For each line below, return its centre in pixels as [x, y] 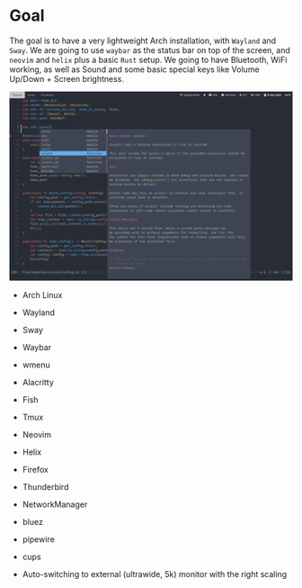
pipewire [39, 539]
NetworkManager [55, 504]
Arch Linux [42, 294]
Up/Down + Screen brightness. [67, 78]
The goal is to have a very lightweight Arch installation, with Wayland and [143, 41]
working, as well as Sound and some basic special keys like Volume [134, 69]
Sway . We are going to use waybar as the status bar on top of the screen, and [150, 50]
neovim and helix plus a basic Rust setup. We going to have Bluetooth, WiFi [148, 59]
